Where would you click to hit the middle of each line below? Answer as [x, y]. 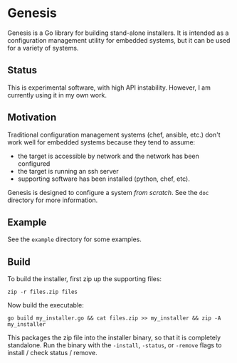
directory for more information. [53, 200]
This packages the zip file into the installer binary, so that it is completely [114, 338]
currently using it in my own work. [57, 95]
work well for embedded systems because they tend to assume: [101, 142]
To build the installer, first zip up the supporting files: [85, 279]
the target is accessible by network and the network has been [108, 156]
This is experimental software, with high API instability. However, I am [109, 88]
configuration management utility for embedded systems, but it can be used [119, 40]
